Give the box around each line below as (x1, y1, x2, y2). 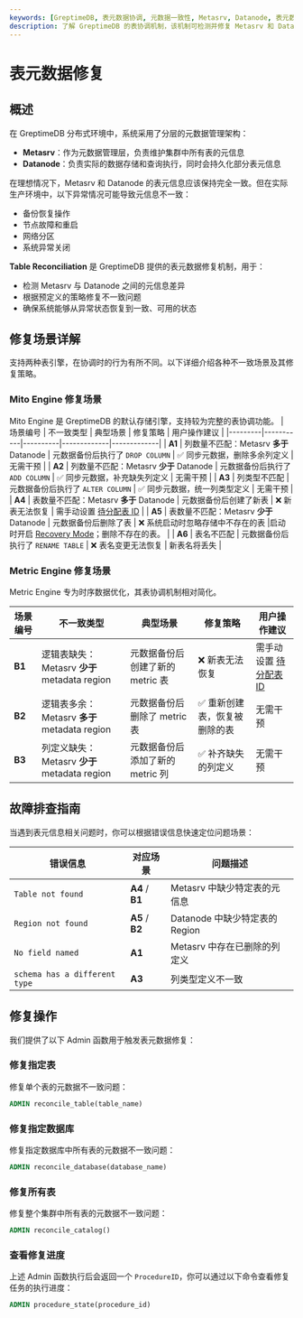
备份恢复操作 (22, 208, 70, 218)
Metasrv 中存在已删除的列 (170, 940, 281, 952)
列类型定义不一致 (170, 972, 243, 985)
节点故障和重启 (22, 218, 78, 230)
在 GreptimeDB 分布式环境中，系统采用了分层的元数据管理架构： (9, 127, 249, 138)
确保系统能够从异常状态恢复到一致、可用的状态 (22, 302, 197, 313)
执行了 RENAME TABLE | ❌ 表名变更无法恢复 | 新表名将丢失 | (9, 539, 223, 551)
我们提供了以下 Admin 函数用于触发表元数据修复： (9, 1035, 197, 1045)
